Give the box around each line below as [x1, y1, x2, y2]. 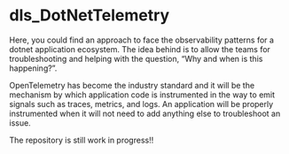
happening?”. [9, 63, 58, 73]
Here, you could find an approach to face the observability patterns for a [9, 35, 275, 45]
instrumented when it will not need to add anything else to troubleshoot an [9, 108, 281, 119]
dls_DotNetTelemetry [9, 5, 170, 26]
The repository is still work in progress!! [9, 135, 154, 145]
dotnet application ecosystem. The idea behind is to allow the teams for [9, 43, 270, 54]
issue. [9, 117, 31, 128]
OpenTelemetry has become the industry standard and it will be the [9, 80, 255, 90]
